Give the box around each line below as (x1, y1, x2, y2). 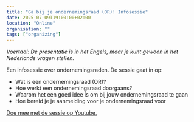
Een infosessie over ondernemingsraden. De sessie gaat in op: (6, 66, 163, 73)
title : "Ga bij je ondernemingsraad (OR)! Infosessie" (6, 8, 148, 15)
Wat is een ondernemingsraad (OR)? (15, 78, 106, 86)
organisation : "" (6, 25, 50, 32)
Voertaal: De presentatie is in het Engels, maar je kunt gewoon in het (6, 48, 178, 55)
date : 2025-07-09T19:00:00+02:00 (6, 15, 91, 21)
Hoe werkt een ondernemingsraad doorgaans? (15, 84, 133, 92)
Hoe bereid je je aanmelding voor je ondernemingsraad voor (15, 98, 166, 105)
